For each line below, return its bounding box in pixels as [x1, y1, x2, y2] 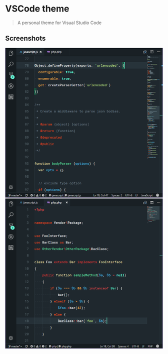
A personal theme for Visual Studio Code [17, 20, 101, 26]
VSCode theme [5, 3, 69, 15]
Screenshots [5, 34, 46, 43]
